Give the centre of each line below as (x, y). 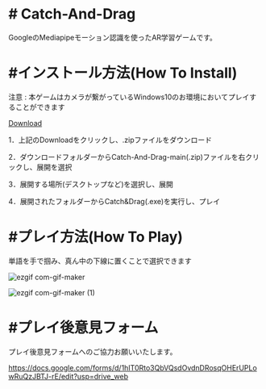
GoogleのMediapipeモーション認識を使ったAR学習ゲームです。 (113, 37)
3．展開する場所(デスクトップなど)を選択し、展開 (91, 184)
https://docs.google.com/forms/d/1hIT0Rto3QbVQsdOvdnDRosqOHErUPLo (133, 367)
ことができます (40, 107)
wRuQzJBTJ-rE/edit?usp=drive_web (69, 376)
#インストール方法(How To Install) (123, 73)
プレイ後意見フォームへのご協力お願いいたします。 (93, 351)
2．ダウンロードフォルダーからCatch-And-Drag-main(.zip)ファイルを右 (127, 157)
